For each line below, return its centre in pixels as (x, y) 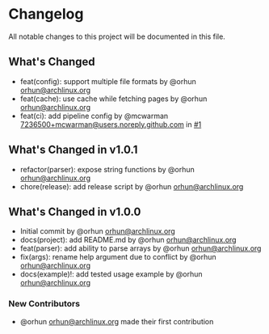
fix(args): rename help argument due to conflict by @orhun (118, 257)
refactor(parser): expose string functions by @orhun (107, 169)
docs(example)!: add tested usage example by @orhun (111, 274)
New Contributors (44, 304)
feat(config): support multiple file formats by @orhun (108, 81)
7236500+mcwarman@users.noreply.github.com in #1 (111, 124)
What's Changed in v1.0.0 (75, 211)
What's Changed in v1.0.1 (73, 150)
